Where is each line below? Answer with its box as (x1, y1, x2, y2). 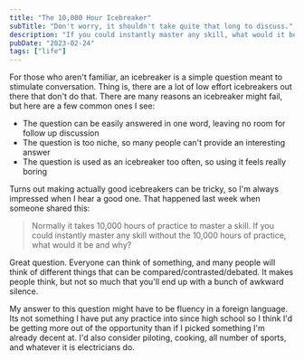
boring (22, 166, 48, 177)
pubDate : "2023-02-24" (9, 38, 95, 48)
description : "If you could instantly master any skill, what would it (9, 30, 285, 39)
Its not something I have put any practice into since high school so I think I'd (9, 313, 293, 324)
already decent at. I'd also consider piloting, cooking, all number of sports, (9, 332, 287, 344)
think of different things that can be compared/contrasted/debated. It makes (9, 267, 294, 278)
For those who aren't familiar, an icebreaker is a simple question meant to (9, 71, 283, 82)
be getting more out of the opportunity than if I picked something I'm (9, 323, 265, 334)
